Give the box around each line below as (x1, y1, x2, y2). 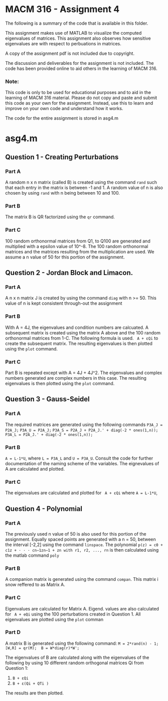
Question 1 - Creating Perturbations (5, 152, 119, 161)
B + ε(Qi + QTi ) (12, 681, 49, 686)
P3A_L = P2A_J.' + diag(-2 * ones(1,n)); (5, 432, 93, 437)
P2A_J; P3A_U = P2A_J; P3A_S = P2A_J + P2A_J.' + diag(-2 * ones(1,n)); (5, 427, 158, 433)
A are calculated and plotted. (5, 466, 65, 472)
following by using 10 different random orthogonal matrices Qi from (5, 660, 144, 666)
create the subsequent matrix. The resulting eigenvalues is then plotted (5, 340, 153, 346)
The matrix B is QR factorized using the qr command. (5, 214, 115, 220)
